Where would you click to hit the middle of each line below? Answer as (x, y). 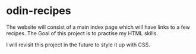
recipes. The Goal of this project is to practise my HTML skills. (82, 33)
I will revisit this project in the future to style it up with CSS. (78, 45)
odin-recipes (39, 11)
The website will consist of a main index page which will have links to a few (98, 27)
